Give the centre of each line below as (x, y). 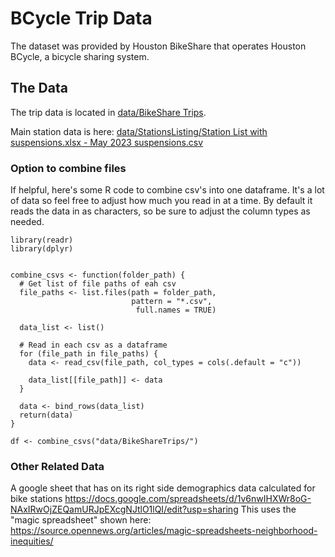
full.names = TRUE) (176, 310)
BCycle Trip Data (81, 18)
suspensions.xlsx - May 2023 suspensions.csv (107, 142)
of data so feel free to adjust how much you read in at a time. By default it (161, 201)
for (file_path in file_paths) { (89, 354)
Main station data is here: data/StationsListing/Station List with (139, 131)
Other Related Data (57, 466)
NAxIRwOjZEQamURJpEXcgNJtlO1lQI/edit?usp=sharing (124, 509)
